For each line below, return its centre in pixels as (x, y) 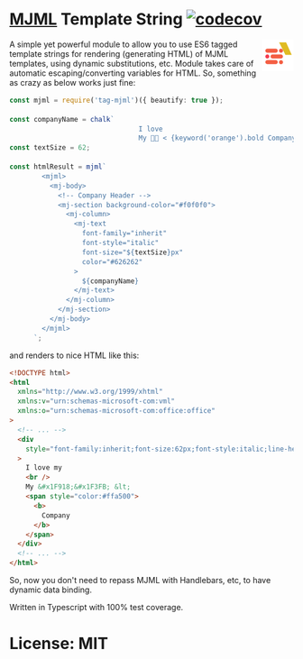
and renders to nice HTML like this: (74, 355)
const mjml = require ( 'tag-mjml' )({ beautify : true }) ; (116, 100)
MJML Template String (96, 19)
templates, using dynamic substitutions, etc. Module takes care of (132, 63)
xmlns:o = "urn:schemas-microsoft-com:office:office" (117, 411)
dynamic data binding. (51, 590)
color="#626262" (112, 261)
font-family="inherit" (124, 233)
